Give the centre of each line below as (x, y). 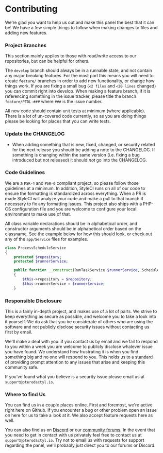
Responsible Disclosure (33, 301)
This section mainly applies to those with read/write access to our (71, 56)
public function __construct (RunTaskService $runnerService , (77, 270)
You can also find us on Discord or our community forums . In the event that (80, 430)
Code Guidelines (25, 173)
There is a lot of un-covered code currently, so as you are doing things (76, 116)
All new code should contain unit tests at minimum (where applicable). (75, 111)
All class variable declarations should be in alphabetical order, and (71, 223)
